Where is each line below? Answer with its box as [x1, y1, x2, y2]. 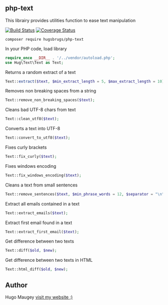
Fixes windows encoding [5, 163, 56, 169]
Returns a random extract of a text [5, 69, 76, 75]
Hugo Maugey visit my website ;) [5, 294, 73, 300]
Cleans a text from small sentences [5, 182, 78, 188]
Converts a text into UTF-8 [5, 126, 60, 132]
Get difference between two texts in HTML [5, 257, 93, 263]
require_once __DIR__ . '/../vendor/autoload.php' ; [5, 55, 115, 60]
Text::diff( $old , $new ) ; [5, 248, 57, 253]
